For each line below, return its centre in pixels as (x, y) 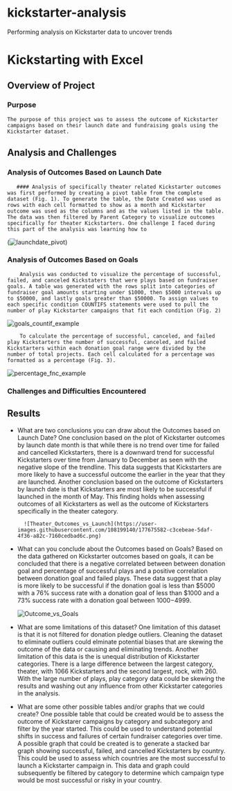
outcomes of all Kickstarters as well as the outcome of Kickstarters (113, 504)
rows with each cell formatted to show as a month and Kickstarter (107, 205)
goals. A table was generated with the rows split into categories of (111, 286)
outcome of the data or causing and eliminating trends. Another (108, 649)
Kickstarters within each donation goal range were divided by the (107, 348)
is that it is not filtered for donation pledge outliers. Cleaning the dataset (120, 634)
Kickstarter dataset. (38, 131)
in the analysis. (38, 693)
